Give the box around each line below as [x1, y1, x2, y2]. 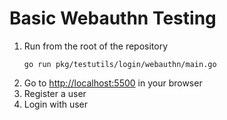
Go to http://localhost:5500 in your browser [23, 77, 203, 89]
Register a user [23, 87, 87, 99]
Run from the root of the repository [23, 40, 169, 52]
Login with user [23, 98, 89, 110]
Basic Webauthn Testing [9, 7, 217, 30]
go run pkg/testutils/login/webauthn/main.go [23, 59, 217, 69]
